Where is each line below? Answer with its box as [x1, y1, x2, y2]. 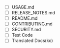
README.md [11, 15, 38, 21]
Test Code [11, 32, 33, 38]
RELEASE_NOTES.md [11, 10, 55, 16]
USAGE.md [11, 4, 35, 10]
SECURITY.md [11, 27, 41, 33]
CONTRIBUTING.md [11, 21, 53, 27]
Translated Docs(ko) [11, 38, 53, 44]
